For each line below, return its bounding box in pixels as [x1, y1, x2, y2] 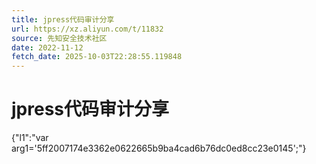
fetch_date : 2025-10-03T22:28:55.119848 [11, 52, 183, 62]
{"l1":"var [11, 132, 49, 144]
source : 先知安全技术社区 [11, 33, 108, 43]
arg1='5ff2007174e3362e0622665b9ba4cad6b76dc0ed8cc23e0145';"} [11, 142, 307, 155]
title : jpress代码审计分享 [11, 14, 115, 25]
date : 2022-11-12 [11, 42, 84, 53]
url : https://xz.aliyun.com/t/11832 [11, 24, 164, 34]
